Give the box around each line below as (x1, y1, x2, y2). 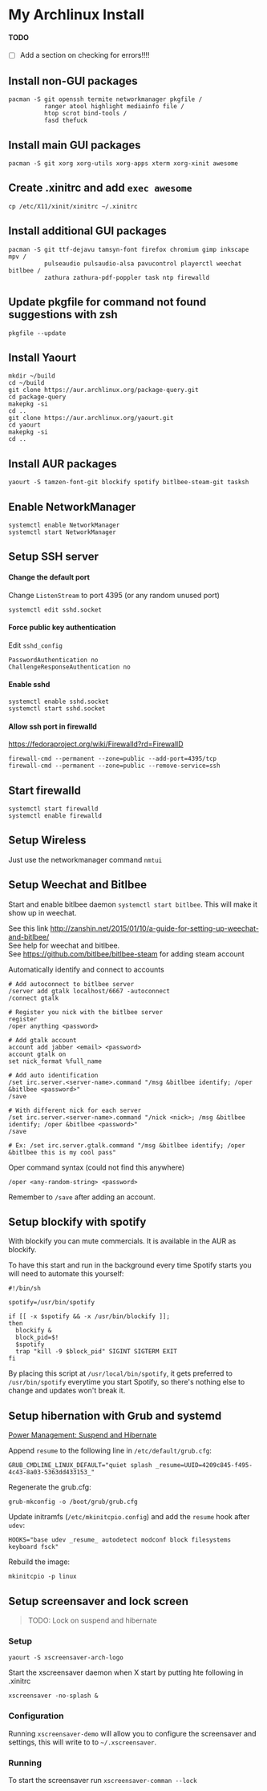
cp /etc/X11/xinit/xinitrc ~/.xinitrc (8, 202, 138, 210)
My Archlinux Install (8, 6, 145, 24)
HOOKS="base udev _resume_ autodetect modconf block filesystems (8, 1536, 231, 1544)
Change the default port (8, 572, 91, 582)
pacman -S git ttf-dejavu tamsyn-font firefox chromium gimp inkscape (8, 245, 249, 253)
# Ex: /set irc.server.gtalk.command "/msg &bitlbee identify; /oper (8, 1141, 246, 1150)
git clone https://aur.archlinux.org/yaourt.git (8, 414, 174, 422)
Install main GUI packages (8, 138, 142, 152)
